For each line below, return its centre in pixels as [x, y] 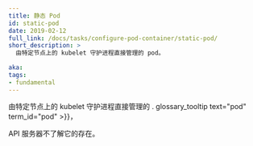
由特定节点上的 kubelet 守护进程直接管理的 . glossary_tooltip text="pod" [128, 106]
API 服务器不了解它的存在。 [54, 133]
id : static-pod [34, 23]
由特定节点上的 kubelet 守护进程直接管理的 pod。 [90, 53]
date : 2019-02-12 [37, 30]
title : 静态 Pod [34, 16]
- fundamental [32, 82]
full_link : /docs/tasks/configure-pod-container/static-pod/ [113, 38]
